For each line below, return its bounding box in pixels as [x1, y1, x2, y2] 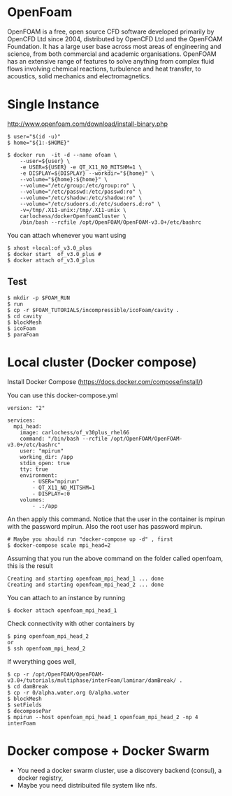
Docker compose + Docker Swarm [7, 743, 210, 759]
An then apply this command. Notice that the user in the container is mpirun [7, 515, 226, 523]
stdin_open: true [20, 460, 71, 467]
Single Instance [7, 97, 100, 113]
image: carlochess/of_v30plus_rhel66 [20, 429, 130, 436]
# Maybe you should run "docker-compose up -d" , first [7, 536, 173, 543]
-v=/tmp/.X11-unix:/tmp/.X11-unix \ [20, 206, 127, 213]
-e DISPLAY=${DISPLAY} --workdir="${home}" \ [20, 169, 155, 177]
